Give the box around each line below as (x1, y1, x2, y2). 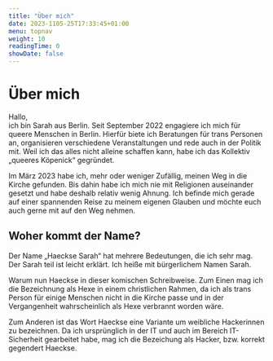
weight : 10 (8, 34, 46, 43)
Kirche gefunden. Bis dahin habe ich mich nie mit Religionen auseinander (8, 179, 254, 189)
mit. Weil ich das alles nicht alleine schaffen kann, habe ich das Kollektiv (8, 146, 250, 156)
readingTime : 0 (8, 42, 60, 51)
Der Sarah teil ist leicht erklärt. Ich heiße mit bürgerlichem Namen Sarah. (8, 259, 252, 269)
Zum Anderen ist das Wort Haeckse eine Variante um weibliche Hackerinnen (8, 317, 265, 327)
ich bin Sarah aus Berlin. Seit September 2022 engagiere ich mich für (8, 120, 241, 130)
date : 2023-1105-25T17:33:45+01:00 (8, 20, 130, 28)
